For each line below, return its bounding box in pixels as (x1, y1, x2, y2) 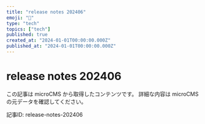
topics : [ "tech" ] (6, 26, 51, 32)
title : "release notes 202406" (6, 9, 86, 15)
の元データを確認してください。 (6, 98, 87, 105)
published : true (6, 32, 48, 38)
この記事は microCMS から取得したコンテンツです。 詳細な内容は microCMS (6, 90, 199, 98)
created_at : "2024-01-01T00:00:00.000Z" (6, 37, 111, 43)
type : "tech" (6, 20, 40, 26)
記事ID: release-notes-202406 (6, 111, 83, 118)
